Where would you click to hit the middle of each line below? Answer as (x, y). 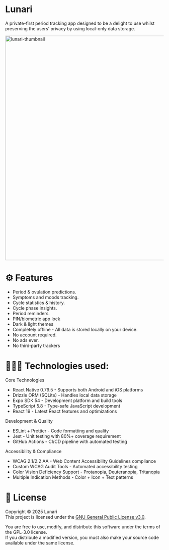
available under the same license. (40, 543)
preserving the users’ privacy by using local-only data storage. (70, 28)
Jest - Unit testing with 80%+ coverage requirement (67, 436)
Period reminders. (31, 313)
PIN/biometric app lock (36, 319)
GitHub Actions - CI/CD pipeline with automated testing (70, 441)
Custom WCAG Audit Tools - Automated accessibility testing (75, 466)
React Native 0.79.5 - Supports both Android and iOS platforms (78, 389)
